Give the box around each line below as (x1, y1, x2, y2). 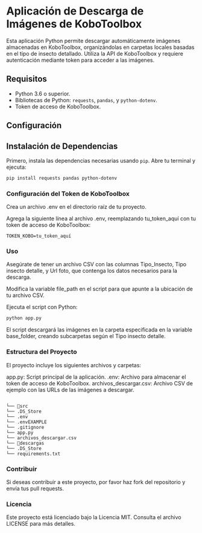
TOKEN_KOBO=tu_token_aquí (6, 233, 71, 240)
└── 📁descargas (6, 440, 45, 446)
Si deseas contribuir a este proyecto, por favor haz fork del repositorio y (6, 478, 186, 485)
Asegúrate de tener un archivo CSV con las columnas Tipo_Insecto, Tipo (6, 261, 187, 268)
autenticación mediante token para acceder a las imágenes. (6, 56, 155, 64)
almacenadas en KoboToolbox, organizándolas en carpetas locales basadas (6, 44, 195, 51)
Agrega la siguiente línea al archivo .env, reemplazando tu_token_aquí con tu (6, 215, 196, 222)
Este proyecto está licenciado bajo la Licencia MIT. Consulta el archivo (6, 514, 181, 521)
